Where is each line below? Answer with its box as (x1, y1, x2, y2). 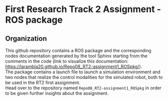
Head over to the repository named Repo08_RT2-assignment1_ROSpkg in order (5, 85, 162, 91)
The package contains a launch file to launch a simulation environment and (5, 69, 161, 75)
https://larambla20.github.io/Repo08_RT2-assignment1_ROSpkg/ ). (5, 64, 142, 69)
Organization (5, 34, 47, 43)
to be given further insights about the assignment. (5, 90, 109, 96)
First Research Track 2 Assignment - (5, 4, 161, 15)
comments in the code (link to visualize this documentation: (5, 58, 129, 64)
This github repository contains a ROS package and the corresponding (5, 48, 152, 53)
